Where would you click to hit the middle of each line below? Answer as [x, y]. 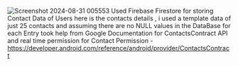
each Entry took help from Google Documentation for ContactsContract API [118, 33]
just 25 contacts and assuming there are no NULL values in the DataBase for [119, 26]
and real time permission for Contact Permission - [80, 41]
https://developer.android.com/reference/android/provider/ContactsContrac [118, 48]
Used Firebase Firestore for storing [162, 11]
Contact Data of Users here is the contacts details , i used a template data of [119, 18]
